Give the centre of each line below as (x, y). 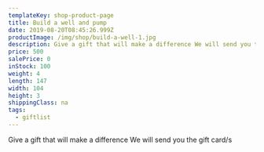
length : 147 (27, 81)
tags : (17, 110)
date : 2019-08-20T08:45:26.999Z (61, 30)
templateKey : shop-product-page (61, 15)
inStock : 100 (29, 67)
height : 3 (24, 96)
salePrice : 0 (29, 60)
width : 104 (26, 88)
